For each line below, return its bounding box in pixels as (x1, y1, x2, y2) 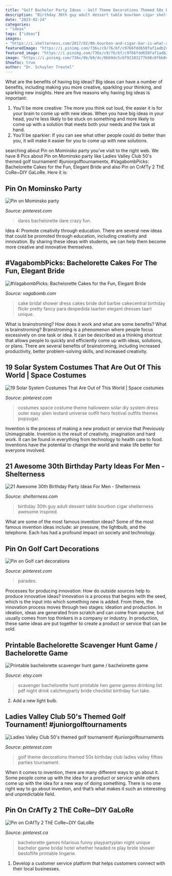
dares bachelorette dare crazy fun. (17, 217, 91, 223)
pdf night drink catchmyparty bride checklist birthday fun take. (17, 687, 150, 694)
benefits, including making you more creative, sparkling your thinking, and (5, 84, 162, 90)
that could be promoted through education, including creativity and (5, 233, 147, 239)
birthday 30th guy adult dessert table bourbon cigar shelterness (17, 503, 154, 510)
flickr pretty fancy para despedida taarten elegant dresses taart (17, 305, 152, 311)
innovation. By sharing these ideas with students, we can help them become (5, 238, 166, 244)
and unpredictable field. (5, 791, 56, 797)
